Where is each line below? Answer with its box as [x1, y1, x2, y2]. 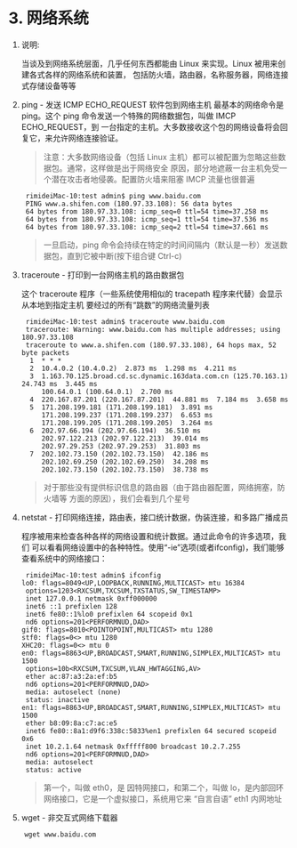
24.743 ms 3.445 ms [20, 379, 98, 388]
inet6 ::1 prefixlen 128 [25, 602, 117, 610]
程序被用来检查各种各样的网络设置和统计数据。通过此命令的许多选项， [20, 530, 279, 541]
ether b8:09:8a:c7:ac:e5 [25, 718, 117, 728]
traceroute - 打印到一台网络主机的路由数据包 [20, 269, 185, 280]
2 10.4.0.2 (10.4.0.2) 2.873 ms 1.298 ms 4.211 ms [29, 364, 237, 373]
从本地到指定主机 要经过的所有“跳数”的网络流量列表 [20, 299, 211, 310]
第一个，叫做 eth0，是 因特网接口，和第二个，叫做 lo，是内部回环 [43, 782, 285, 793]
